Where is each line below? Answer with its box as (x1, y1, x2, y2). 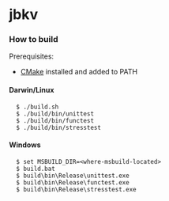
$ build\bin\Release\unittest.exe (16, 172, 130, 180)
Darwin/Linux (9, 85, 54, 95)
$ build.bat (16, 165, 56, 173)
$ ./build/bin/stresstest (16, 123, 102, 131)
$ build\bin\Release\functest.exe (16, 178, 130, 187)
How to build (9, 34, 58, 45)
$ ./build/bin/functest (16, 116, 94, 124)
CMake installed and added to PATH (20, 67, 137, 77)
